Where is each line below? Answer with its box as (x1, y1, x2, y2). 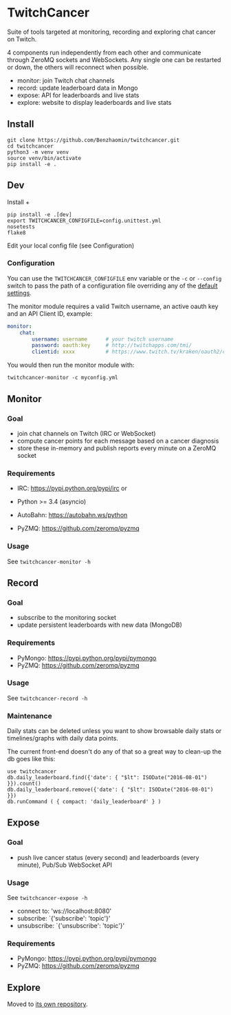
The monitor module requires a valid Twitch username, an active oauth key (7, 302, 219, 310)
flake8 (7, 229, 26, 236)
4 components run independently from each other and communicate (7, 48, 201, 57)
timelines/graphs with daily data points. (7, 734, 119, 743)
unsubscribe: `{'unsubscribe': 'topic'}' (16, 922, 125, 930)
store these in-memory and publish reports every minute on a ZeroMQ (16, 443, 217, 452)
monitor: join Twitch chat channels (16, 76, 115, 84)
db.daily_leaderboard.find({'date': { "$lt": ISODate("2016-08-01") (7, 774, 208, 781)
